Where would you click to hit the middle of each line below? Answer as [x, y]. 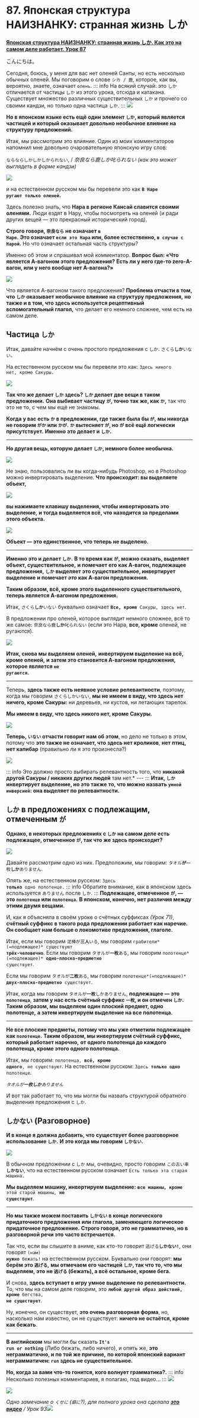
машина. [16, 1176]
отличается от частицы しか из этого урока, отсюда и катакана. [86, 92]
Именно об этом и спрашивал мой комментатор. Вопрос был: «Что [92, 255]
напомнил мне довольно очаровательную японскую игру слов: [87, 147]
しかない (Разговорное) [48, 1121]
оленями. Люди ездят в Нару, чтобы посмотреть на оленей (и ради [92, 213]
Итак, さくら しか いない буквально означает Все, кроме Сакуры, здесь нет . [96, 607]
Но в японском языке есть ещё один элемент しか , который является [96, 117]
